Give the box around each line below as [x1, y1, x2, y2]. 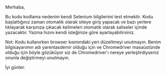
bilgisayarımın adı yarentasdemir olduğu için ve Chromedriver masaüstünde [5, 44, 161, 50]
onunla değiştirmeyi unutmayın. [5, 55, 70, 61]
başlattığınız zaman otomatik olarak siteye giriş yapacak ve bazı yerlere [5, 19, 152, 25]
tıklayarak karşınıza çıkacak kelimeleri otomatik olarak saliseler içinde [5, 24, 147, 30]
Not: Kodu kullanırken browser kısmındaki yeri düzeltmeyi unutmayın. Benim [5, 39, 161, 45]
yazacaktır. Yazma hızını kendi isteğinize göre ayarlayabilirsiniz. [5, 30, 136, 35]
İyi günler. [5, 64, 26, 70]
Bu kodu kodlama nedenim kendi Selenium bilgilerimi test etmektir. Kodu [5, 14, 154, 19]
